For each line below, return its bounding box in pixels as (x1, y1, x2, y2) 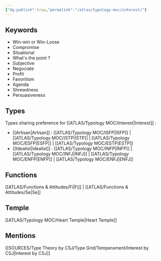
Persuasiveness (12, 92, 46, 98)
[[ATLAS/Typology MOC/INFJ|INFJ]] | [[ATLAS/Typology (12, 151, 129, 157)
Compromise (12, 44, 39, 50)
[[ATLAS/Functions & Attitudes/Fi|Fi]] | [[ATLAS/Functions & (5, 184, 128, 190)
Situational (12, 49, 35, 55)
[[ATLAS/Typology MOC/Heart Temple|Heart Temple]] (5, 217, 117, 223)
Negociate (12, 65, 34, 71)
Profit (12, 71, 24, 77)
